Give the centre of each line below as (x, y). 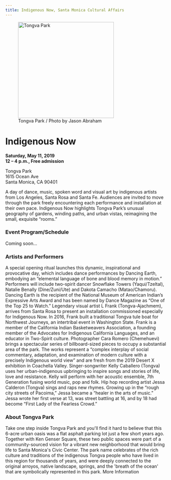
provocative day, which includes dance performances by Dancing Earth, (81, 273)
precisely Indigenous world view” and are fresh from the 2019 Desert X (80, 360)
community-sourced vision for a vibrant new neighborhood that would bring (85, 445)
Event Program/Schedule (37, 232)
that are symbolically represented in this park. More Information (72, 472)
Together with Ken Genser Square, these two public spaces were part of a (83, 439)
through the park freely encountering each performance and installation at (83, 202)
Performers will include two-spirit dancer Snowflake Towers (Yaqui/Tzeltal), (85, 284)
